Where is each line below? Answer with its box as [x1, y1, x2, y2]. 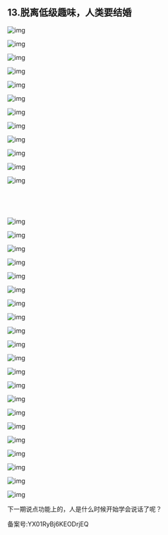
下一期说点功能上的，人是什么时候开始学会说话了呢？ [7, 505, 162, 513]
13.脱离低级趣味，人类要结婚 [7, 6, 132, 19]
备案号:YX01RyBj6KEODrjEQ [7, 519, 89, 528]
